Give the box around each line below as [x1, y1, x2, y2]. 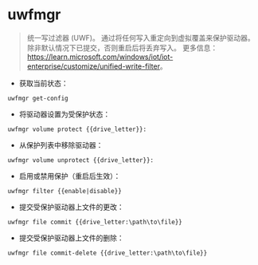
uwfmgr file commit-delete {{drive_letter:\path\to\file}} [7, 249, 208, 257]
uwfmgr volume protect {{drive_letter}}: [7, 125, 147, 133]
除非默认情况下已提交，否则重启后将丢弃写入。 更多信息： [26, 42, 218, 53]
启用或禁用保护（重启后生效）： [18, 171, 121, 180]
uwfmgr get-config [7, 94, 68, 102]
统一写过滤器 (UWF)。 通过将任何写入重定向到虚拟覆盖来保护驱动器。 [26, 33, 256, 42]
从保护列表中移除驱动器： [18, 140, 104, 149]
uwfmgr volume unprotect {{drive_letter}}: [7, 156, 154, 164]
